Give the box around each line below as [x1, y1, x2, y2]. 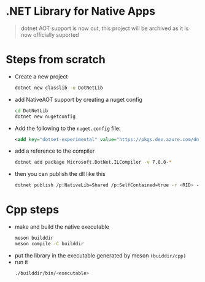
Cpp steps [6, 203, 60, 217]
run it [14, 258, 28, 265]
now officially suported [20, 31, 79, 38]
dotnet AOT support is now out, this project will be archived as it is [20, 25, 189, 32]
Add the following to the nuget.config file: [14, 124, 121, 132]
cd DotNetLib [14, 107, 48, 114]
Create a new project [14, 72, 68, 80]
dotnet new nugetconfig [14, 113, 76, 120]
